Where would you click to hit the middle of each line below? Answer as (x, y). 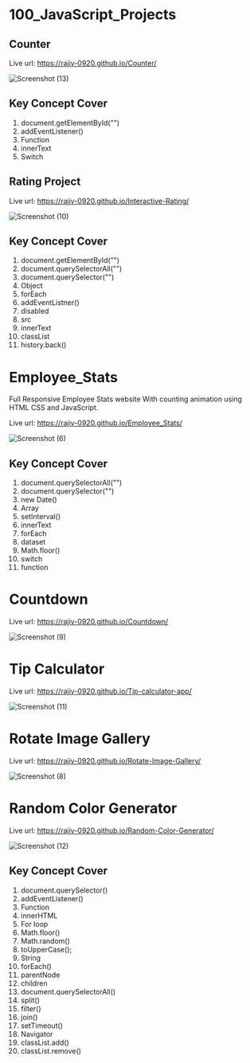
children (34, 983)
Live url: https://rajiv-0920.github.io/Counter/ (83, 63)
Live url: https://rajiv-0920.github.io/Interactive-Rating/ (99, 201)
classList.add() (45, 1042)
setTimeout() (41, 1026)
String (31, 958)
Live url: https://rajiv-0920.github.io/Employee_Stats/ (96, 423)
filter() (31, 1008)
